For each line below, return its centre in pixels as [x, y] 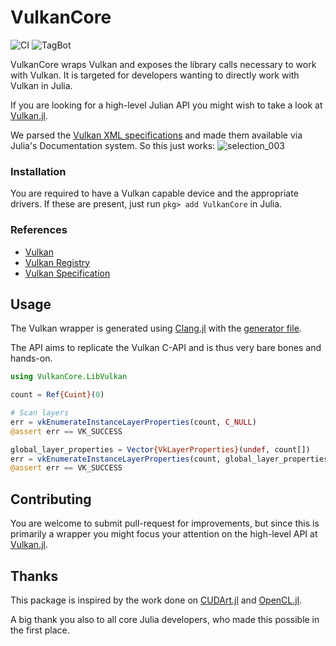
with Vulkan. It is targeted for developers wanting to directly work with [155, 75]
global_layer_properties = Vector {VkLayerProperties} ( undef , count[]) [160, 449]
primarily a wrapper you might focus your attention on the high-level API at [164, 534]
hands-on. [31, 358]
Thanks [34, 576]
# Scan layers [40, 413]
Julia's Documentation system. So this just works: [113, 145]
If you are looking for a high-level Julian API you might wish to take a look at [166, 105]
